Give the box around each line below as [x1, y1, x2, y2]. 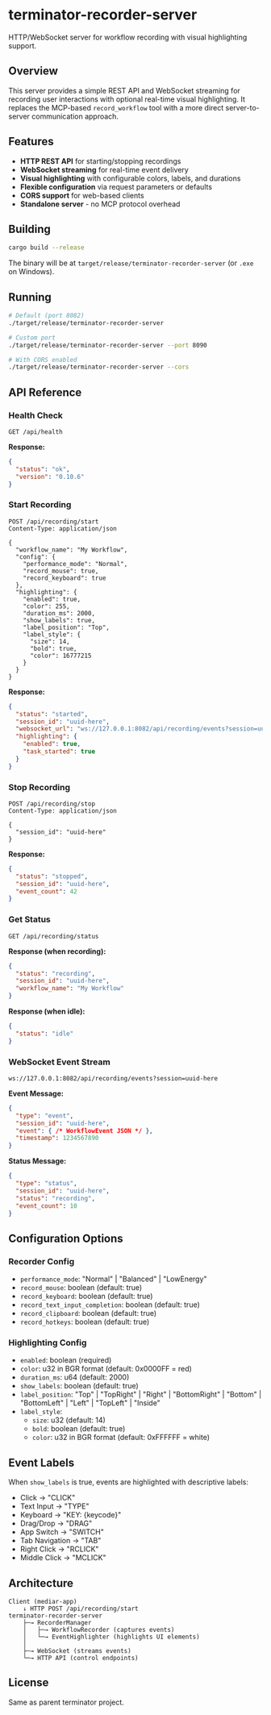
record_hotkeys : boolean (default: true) [19, 1317, 150, 1327]
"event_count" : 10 [15, 1201, 78, 1210]
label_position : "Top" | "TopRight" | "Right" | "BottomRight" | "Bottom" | [19, 1389, 262, 1400]
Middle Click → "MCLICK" [19, 1553, 106, 1563]
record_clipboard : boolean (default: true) [19, 1309, 157, 1318]
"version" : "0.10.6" [15, 472, 85, 481]
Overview [8, 65, 59, 78]
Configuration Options [8, 1231, 123, 1245]
